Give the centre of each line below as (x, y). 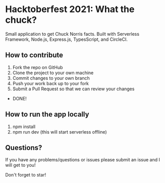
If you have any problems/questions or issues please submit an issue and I (83, 160)
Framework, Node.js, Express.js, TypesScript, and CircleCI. (66, 39)
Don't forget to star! (26, 175)
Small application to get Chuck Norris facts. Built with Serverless (72, 34)
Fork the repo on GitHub (38, 67)
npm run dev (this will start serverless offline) (60, 132)
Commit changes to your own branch (51, 78)
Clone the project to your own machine (53, 73)
